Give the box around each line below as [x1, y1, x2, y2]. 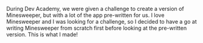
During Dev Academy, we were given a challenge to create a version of [6, 5, 184, 12]
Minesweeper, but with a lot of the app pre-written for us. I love [6, 12, 165, 19]
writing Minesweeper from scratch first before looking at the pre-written [6, 24, 187, 31]
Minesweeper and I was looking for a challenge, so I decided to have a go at [6, 18, 197, 25]
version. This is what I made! [6, 31, 78, 38]
